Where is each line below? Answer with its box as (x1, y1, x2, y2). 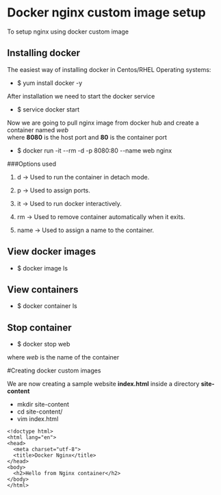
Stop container (7, 322, 72, 333)
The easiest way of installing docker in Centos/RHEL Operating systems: (7, 65, 211, 73)
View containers (7, 283, 79, 295)
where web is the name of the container (7, 353, 120, 361)
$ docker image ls (16, 264, 68, 272)
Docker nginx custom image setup (7, 5, 207, 21)
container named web (7, 125, 69, 134)
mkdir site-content (16, 401, 70, 409)
